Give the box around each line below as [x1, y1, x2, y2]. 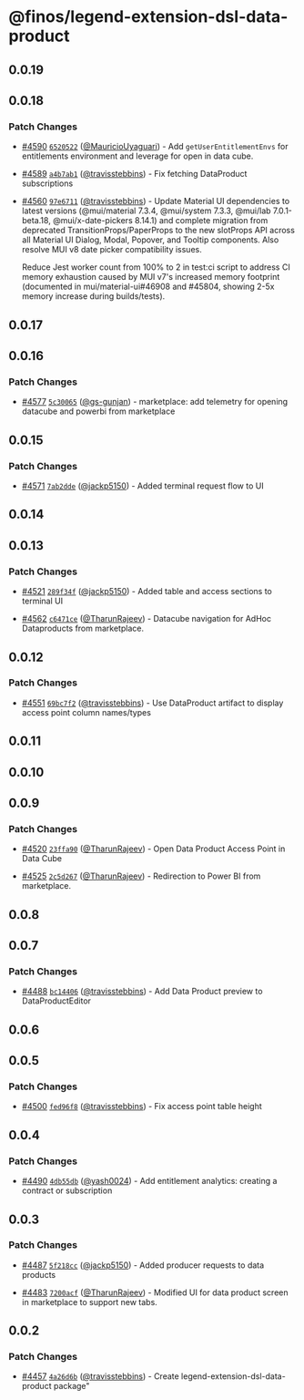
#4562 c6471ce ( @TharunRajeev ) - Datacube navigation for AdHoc [21, 613, 272, 624]
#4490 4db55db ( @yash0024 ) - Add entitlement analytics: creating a [21, 1176, 278, 1187]
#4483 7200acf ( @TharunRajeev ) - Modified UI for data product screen [21, 1287, 289, 1298]
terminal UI [21, 595, 64, 607]
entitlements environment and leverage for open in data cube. [21, 150, 254, 161]
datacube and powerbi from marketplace [21, 406, 176, 417]
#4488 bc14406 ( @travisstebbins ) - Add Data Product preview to [21, 986, 263, 997]
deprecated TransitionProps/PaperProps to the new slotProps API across [21, 225, 295, 236]
